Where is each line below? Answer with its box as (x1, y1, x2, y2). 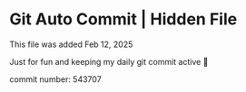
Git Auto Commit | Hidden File (9, 9, 238, 30)
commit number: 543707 (9, 73, 102, 85)
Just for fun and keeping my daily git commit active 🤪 (9, 56, 209, 67)
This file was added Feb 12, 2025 (9, 39, 133, 50)
